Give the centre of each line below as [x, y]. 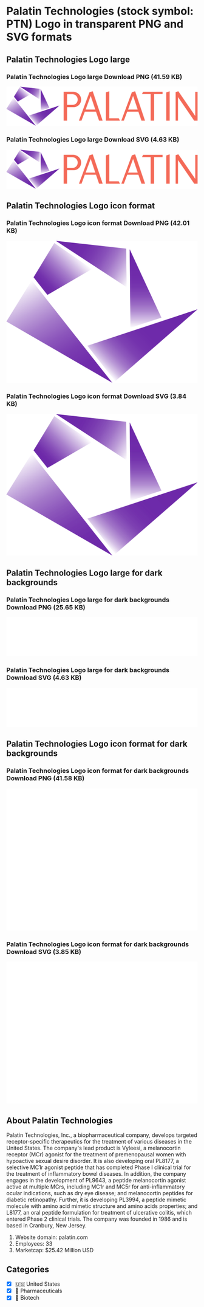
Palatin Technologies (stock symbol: [100, 11]
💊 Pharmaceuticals [39, 1291]
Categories [28, 1269]
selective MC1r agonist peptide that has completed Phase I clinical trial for [99, 1167]
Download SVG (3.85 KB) [44, 952]
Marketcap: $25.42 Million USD [54, 1250]
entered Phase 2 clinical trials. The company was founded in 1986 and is [97, 1219]
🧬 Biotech [27, 1298]
